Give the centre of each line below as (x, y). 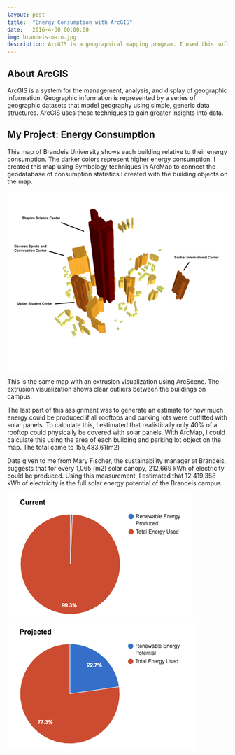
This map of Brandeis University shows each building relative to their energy (117, 151)
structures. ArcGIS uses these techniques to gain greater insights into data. (115, 113)
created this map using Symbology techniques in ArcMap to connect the (112, 166)
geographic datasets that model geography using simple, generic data (108, 105)
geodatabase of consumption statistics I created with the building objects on (117, 174)
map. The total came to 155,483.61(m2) (64, 447)
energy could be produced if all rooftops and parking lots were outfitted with (117, 417)
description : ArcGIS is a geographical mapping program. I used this (111, 44)
